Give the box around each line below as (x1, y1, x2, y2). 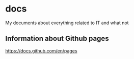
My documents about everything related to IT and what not (5, 20, 129, 26)
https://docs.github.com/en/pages (5, 47, 77, 53)
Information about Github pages (5, 34, 109, 43)
